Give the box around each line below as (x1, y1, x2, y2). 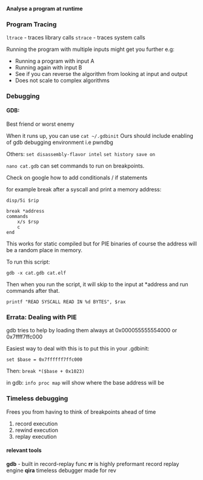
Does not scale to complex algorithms (15, 77, 110, 84)
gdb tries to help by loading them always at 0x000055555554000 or (6, 327, 178, 334)
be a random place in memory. (6, 247, 83, 254)
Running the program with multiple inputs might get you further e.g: (6, 46, 175, 53)
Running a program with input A (15, 57, 95, 64)
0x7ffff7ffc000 (6, 333, 43, 340)
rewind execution (15, 426, 59, 434)
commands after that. (6, 287, 60, 295)
